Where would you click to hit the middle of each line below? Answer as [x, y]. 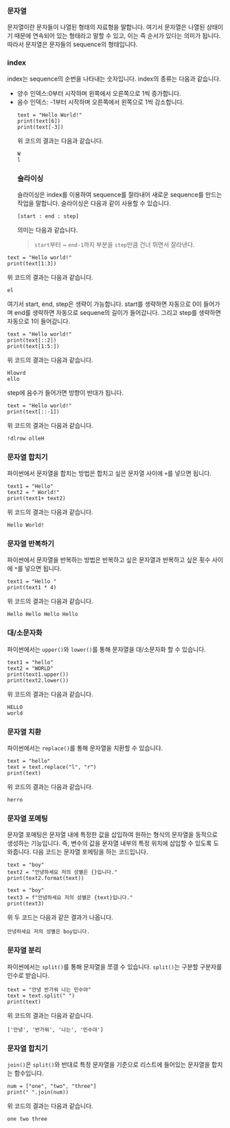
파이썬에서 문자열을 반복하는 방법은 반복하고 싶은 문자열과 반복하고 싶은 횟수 [109, 560]
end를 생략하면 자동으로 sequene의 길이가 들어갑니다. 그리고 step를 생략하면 [117, 312]
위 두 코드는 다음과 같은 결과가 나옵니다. [60, 917]
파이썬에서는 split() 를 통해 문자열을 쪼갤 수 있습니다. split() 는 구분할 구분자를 [115, 967]
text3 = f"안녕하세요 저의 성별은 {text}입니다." [70, 898]
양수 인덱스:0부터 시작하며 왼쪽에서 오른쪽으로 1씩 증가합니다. [99, 93]
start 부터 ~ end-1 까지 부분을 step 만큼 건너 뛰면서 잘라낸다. [114, 244]
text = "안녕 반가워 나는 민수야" [49, 989]
